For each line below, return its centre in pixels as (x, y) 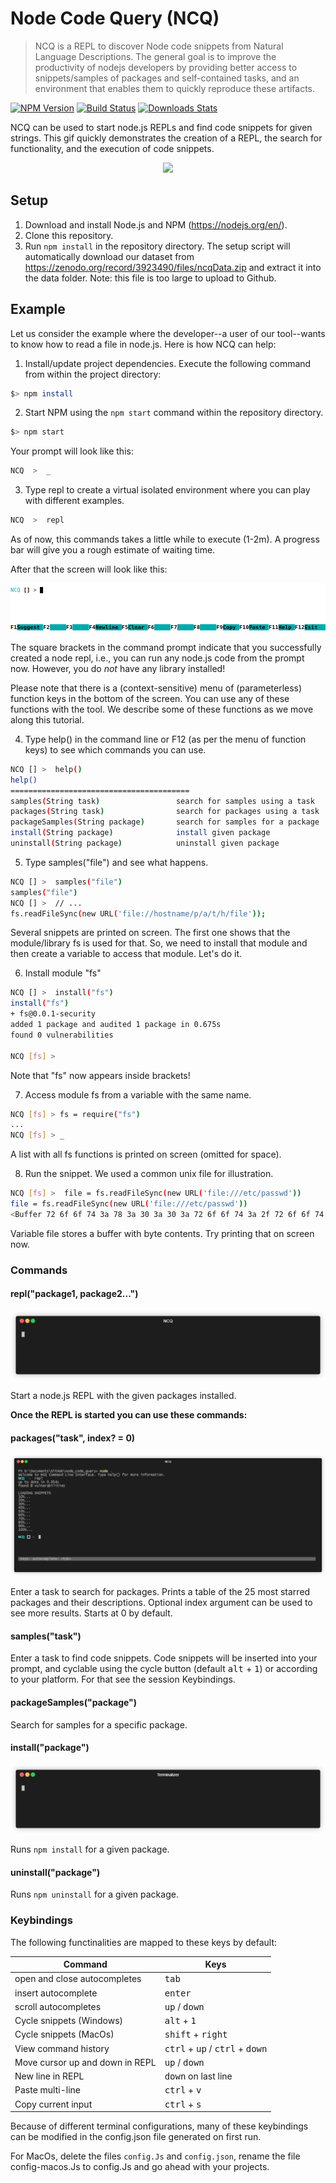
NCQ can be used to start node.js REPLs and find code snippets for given (161, 127)
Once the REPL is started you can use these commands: (129, 1415)
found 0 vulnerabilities (62, 1035)
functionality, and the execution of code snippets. (112, 148)
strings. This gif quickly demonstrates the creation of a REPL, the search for (166, 138)
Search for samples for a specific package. (99, 1724)
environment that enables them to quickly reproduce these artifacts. (175, 88)
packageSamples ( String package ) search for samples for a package (165, 822)
